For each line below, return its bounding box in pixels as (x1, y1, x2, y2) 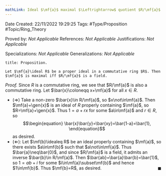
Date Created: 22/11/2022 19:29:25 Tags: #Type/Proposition (5, 21, 127, 27)
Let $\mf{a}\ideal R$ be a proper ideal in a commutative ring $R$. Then (5, 69, 161, 74)
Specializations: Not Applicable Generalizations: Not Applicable (5, 51, 135, 57)
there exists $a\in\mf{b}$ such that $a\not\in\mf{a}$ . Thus (12, 144, 132, 150)
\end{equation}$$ (68, 125, 106, 131)
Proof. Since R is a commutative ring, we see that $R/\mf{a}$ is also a (5, 82, 148, 88)
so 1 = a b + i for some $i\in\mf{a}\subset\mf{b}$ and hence (12, 160, 135, 166)
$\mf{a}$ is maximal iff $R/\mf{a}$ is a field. (5, 73, 108, 78)
